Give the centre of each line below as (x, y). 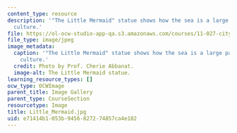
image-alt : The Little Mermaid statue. (72, 72)
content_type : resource (42, 14)
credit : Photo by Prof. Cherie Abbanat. (74, 66)
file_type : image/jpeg (41, 40)
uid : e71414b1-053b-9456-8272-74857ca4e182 (72, 118)
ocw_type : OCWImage (36, 86)
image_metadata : (31, 46)
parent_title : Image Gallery (50, 92)
